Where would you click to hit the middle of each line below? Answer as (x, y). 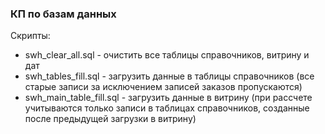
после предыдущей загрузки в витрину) (110, 119)
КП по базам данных (63, 14)
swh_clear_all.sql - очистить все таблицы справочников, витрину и (167, 55)
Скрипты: (30, 36)
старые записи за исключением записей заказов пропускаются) (163, 87)
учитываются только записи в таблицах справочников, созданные (167, 108)
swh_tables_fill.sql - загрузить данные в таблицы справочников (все (169, 76)
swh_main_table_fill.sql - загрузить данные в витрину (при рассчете (168, 98)
